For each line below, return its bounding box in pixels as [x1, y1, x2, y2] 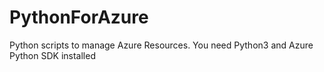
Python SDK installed [9, 49, 96, 61]
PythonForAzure [9, 6, 149, 29]
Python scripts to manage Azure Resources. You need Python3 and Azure [9, 39, 314, 51]
